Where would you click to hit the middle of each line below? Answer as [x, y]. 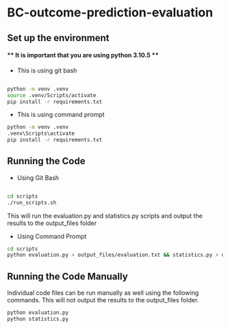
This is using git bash [47, 70]
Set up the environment [58, 38]
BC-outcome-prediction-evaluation [110, 13]
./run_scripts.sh [32, 202]
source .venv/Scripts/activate [52, 95]
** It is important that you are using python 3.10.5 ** [83, 55]
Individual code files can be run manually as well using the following [103, 293]
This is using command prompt [61, 115]
